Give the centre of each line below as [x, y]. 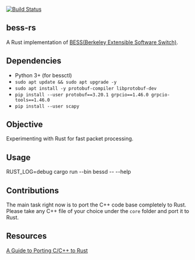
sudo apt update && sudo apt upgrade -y [66, 82]
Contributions [32, 190]
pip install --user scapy [47, 106]
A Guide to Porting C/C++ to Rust [47, 250]
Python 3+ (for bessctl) [44, 75]
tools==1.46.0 [32, 100]
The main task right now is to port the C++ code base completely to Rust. [96, 205]
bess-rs [21, 28]
